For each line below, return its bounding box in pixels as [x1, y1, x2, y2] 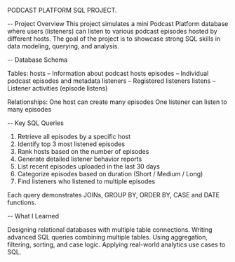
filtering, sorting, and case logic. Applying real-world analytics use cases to [7, 240, 226, 249]
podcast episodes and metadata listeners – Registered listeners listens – [7, 77, 216, 85]
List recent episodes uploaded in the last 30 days [17, 162, 160, 171]
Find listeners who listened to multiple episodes [17, 177, 156, 185]
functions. [7, 198, 36, 207]
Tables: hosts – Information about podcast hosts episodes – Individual [7, 70, 209, 77]
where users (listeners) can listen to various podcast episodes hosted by [7, 27, 217, 35]
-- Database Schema [7, 55, 68, 64]
